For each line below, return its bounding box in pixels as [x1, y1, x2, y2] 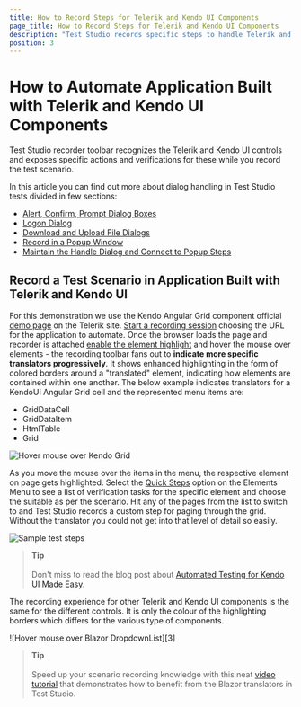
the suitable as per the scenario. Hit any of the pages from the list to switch [9, 496, 288, 507]
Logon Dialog [22, 217, 73, 229]
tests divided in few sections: [9, 190, 118, 202]
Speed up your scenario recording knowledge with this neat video [31, 669, 276, 679]
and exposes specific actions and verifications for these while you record [9, 155, 281, 165]
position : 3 [9, 38, 54, 48]
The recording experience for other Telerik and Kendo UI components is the [9, 597, 290, 606]
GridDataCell [22, 404, 70, 414]
